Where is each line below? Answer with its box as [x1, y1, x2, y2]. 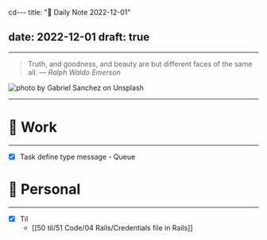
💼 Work [8, 118, 57, 136]
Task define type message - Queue [19, 152, 136, 161]
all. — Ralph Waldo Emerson [27, 68, 122, 77]
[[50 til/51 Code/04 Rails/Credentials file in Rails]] [31, 223, 193, 232]
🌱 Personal [8, 180, 81, 198]
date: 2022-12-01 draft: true [8, 30, 150, 44]
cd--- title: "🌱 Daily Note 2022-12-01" [8, 8, 131, 17]
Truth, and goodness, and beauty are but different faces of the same [27, 59, 253, 68]
